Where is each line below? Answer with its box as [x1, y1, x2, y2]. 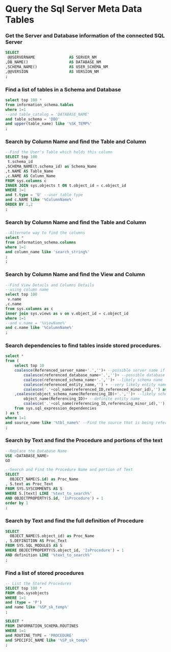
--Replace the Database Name [5, 448, 67, 453]
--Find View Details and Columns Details [5, 282, 95, 287]
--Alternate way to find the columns [5, 230, 85, 235]
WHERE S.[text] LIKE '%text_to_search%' [5, 491, 93, 496]
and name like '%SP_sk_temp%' [5, 605, 70, 610]
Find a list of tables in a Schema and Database [5, 86, 121, 93]
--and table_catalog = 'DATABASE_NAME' [5, 112, 90, 117]
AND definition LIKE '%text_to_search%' [5, 552, 93, 558]
